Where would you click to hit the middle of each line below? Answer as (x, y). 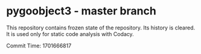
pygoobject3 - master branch (81, 11)
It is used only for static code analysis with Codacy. (70, 34)
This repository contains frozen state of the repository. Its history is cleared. (101, 28)
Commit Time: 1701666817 (39, 46)
